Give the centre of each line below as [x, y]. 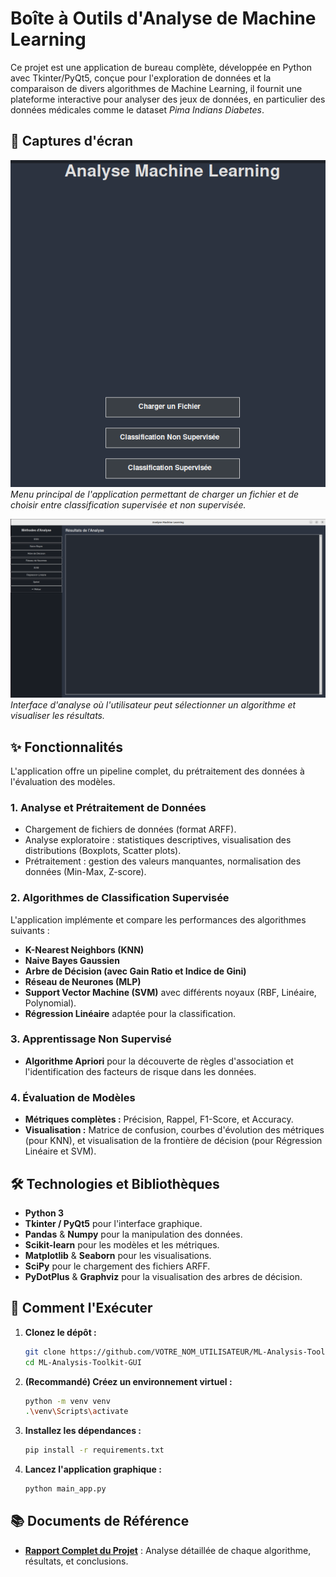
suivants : [30, 930]
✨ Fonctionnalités [67, 747]
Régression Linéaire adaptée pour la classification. [130, 1013]
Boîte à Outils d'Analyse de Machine [163, 18]
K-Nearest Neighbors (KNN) [84, 949]
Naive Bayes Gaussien [72, 960]
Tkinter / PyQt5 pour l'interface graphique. [113, 1223]
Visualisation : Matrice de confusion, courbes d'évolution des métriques [174, 1130]
